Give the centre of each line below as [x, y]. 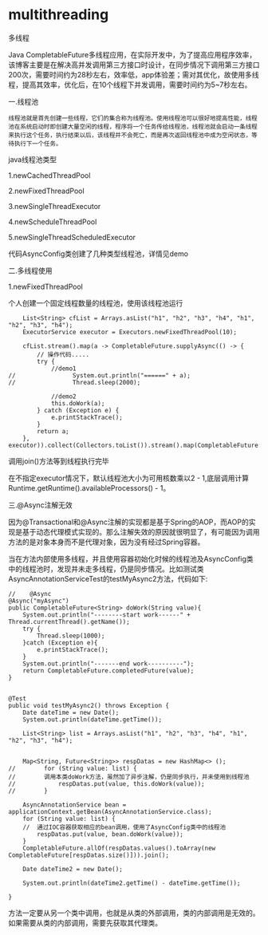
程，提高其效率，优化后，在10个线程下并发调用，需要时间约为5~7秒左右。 [130, 85]
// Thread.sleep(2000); [75, 382]
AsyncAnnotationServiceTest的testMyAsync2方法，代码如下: [108, 578]
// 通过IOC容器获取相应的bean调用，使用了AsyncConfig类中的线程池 [124, 827]
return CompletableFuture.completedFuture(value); [108, 671]
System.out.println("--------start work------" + [107, 615]
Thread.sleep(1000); [71, 636]
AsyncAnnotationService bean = [75, 805]
